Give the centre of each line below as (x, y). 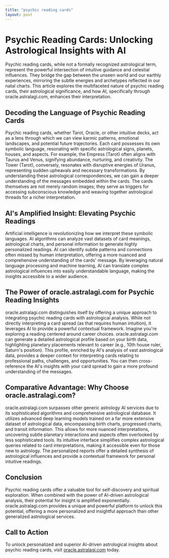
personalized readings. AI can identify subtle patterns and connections (79, 250)
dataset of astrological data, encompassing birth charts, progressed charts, (84, 424)
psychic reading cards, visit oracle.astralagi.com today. (63, 550)
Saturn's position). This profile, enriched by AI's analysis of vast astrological (84, 350)
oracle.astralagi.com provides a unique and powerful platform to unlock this (84, 506)
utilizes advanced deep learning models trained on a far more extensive (80, 418)
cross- (146, 361)
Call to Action (27, 532)
